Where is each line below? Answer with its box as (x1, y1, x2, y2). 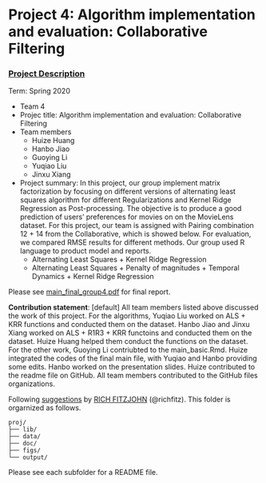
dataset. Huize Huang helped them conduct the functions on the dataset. (8, 337, 248, 346)
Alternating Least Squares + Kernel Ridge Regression (31, 254, 207, 265)
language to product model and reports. (19, 246, 152, 256)
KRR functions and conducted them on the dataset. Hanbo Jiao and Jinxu (8, 320, 250, 329)
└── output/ (8, 453, 48, 461)
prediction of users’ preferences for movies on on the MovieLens (19, 212, 234, 222)
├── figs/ (8, 446, 42, 455)
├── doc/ (8, 440, 38, 448)
